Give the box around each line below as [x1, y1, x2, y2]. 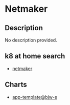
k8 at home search [5, 52, 65, 60]
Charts [5, 80, 28, 89]
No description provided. [5, 37, 57, 43]
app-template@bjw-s [12, 94, 57, 100]
